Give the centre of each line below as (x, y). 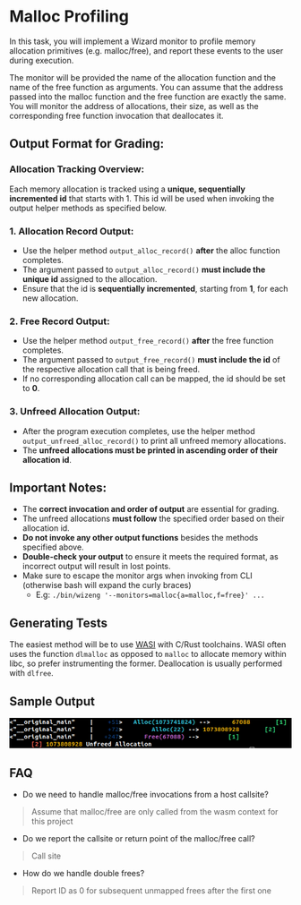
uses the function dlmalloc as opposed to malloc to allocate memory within (148, 654)
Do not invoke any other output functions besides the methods (140, 538)
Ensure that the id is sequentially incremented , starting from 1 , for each (155, 288)
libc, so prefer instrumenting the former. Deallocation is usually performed (146, 663)
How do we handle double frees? (83, 874)
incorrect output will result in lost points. (97, 567)
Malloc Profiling (69, 17)
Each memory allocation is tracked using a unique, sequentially (128, 189)
